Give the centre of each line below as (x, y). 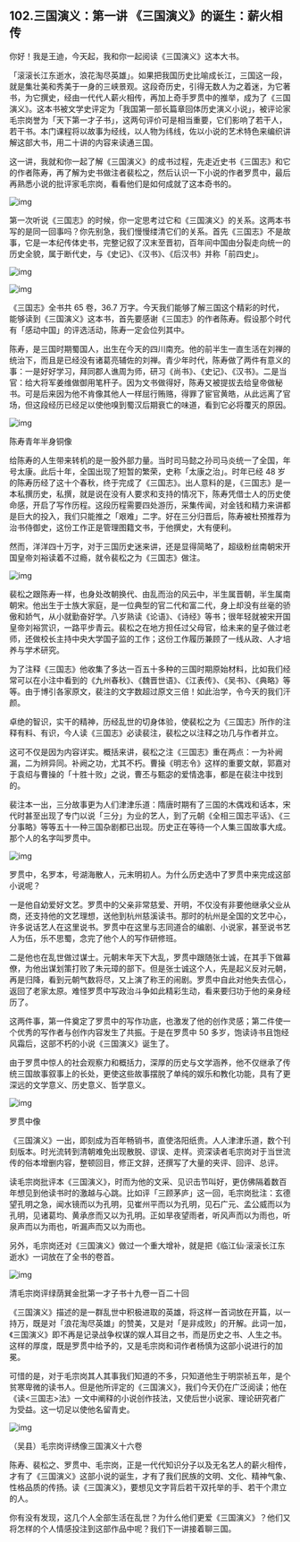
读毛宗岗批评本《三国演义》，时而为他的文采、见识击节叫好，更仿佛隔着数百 (148, 1181)
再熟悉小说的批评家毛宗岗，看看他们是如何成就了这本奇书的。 (123, 184)
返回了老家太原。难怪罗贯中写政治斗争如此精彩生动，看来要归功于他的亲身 (146, 990)
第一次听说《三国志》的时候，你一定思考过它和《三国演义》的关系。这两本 (146, 220)
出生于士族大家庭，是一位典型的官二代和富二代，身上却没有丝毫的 (161, 605)
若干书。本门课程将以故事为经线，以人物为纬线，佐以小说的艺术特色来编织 (146, 131)
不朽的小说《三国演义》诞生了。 (115, 1043)
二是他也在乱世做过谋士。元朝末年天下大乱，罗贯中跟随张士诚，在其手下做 (146, 957)
